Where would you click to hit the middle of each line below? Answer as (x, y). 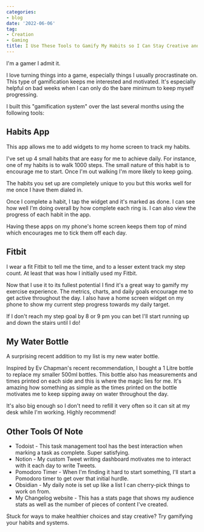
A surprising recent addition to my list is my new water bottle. (83, 356)
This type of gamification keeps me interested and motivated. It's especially (101, 81)
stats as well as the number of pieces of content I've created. (92, 505)
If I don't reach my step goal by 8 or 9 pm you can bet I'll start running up (98, 316)
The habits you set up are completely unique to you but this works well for (99, 183)
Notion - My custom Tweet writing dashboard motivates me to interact (103, 459)
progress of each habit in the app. (49, 215)
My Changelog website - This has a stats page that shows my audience (104, 498)
